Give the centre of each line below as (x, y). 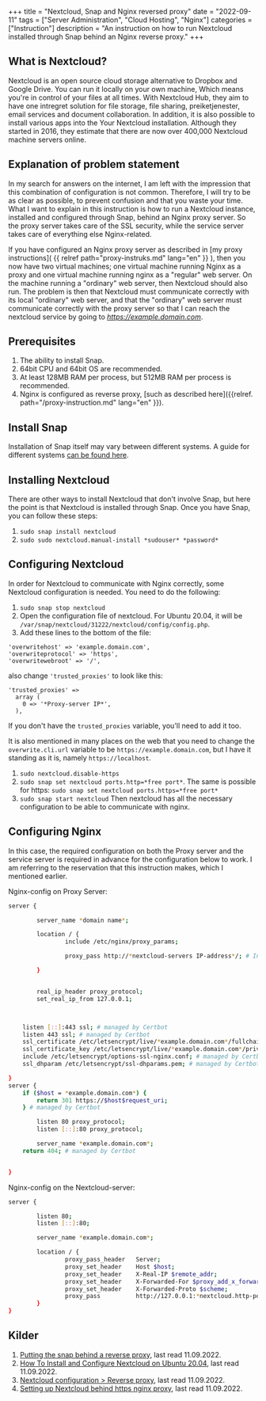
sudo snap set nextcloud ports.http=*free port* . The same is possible (138, 781)
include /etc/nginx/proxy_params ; (122, 942)
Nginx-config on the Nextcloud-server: (72, 1187)
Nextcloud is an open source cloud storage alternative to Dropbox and (123, 80)
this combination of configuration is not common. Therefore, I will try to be (129, 192)
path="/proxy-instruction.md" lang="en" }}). (91, 402)
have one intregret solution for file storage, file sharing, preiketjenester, (124, 105)
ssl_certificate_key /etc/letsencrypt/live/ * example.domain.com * (133, 1049)
